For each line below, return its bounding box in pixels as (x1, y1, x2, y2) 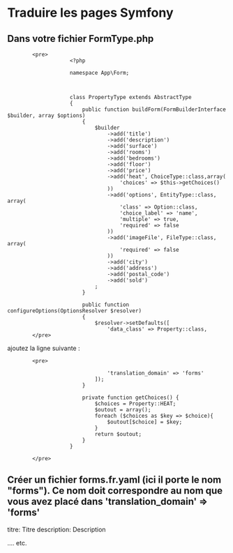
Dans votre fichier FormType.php (7, 33, 154, 45)
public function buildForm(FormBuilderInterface (82, 106, 227, 113)
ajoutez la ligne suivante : (7, 344, 80, 352)
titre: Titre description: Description (7, 525, 106, 533)
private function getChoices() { (82, 394, 179, 401)
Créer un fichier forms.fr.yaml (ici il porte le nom (7, 474, 222, 486)
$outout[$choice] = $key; (107, 418, 183, 425)
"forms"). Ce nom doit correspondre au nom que (7, 485, 223, 497)
